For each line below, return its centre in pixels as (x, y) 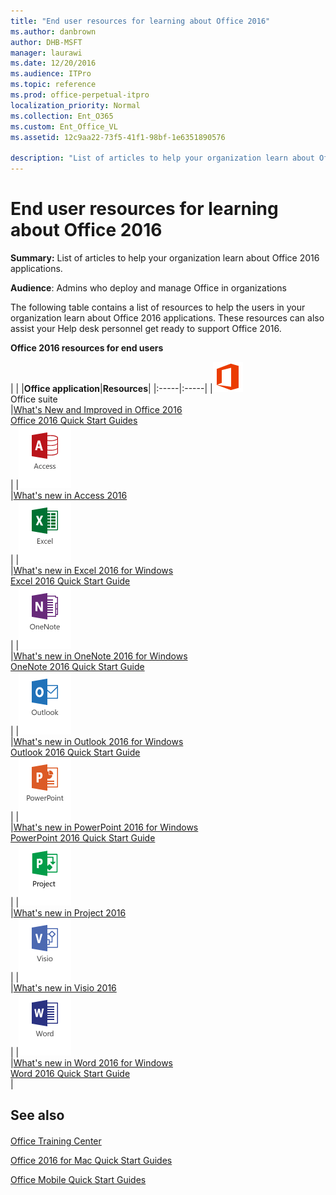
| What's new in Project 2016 (68, 912)
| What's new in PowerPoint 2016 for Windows (104, 827)
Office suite (34, 399)
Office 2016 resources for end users (87, 347)
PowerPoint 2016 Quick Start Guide (83, 837)
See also (37, 1115)
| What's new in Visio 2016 (63, 987)
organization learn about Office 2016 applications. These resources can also (167, 317)
